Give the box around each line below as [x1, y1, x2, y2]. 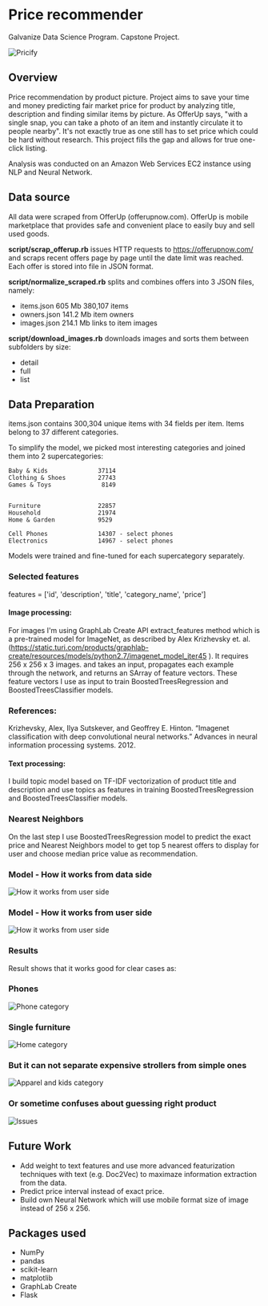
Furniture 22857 [8, 502, 116, 510]
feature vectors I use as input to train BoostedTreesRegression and [8, 676, 229, 686]
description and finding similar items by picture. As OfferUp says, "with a [8, 109, 248, 119]
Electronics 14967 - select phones [8, 537, 174, 546]
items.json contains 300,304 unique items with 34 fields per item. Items [8, 419, 245, 429]
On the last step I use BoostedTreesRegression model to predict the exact [8, 832, 251, 841]
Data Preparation [8, 397, 94, 411]
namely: [8, 285, 34, 295]
